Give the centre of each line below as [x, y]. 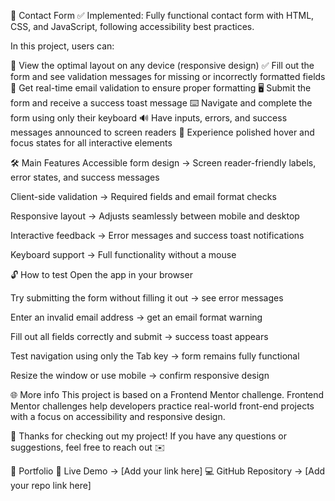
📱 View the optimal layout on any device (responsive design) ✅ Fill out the [162, 65]
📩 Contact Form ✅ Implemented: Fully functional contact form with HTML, [162, 15]
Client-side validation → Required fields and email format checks [143, 196]
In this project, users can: [62, 46]
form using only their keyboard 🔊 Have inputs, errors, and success [149, 118]
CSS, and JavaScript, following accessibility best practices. [132, 26]
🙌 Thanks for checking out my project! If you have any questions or [148, 436]
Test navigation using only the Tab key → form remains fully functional [155, 356]
